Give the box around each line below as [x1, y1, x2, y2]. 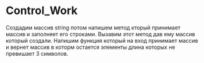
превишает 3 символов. [5, 50, 68, 57]
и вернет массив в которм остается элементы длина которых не [5, 43, 175, 51]
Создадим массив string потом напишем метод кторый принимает [5, 24, 181, 31]
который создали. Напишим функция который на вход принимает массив [5, 37, 199, 44]
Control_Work [5, 4, 78, 18]
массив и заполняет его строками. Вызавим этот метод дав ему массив [5, 30, 195, 37]
